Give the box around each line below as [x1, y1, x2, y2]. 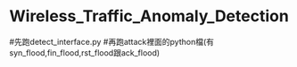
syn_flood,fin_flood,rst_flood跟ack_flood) [9, 47, 161, 58]
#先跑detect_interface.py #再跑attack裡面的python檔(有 [9, 36, 215, 47]
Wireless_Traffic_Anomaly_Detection [9, 6, 290, 26]
